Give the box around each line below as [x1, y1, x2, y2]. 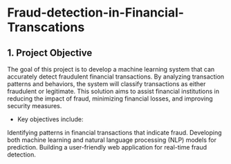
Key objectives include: [17, 115, 84, 123]
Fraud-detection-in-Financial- [7, 5, 185, 21]
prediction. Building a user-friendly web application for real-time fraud [7, 143, 207, 151]
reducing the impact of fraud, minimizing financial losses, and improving [7, 94, 213, 103]
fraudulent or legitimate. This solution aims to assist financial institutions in [7, 88, 220, 95]
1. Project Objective [7, 47, 93, 59]
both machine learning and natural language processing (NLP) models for [7, 136, 216, 144]
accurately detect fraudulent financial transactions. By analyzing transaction [7, 72, 225, 81]
